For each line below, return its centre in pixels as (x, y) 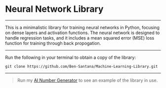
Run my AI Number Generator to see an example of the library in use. (87, 80)
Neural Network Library (54, 9)
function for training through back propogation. (53, 43)
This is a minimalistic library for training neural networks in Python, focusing (82, 27)
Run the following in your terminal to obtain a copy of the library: (70, 57)
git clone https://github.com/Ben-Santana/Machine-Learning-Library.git (82, 66)
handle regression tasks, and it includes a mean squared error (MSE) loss (80, 38)
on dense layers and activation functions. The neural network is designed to (83, 33)
